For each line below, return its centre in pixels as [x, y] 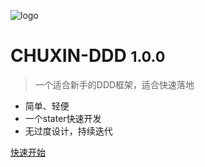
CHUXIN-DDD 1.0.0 [88, 56]
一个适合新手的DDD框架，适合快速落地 [114, 84]
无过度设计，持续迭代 [68, 131]
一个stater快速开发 [63, 118]
